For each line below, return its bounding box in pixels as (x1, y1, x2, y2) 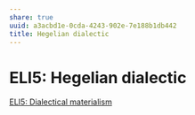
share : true (9, 12, 53, 22)
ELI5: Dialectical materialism (9, 96, 113, 107)
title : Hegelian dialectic (9, 29, 110, 38)
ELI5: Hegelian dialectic (9, 67, 187, 88)
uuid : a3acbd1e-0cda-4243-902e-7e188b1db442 (9, 21, 177, 30)
